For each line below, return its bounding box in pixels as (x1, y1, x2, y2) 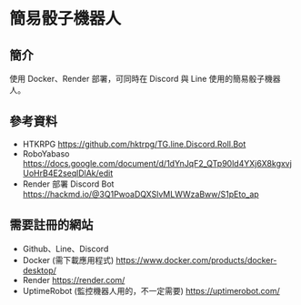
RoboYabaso (22, 147, 70, 159)
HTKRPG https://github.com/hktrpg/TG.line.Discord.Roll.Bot (22, 138, 246, 149)
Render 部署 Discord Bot (22, 178, 115, 189)
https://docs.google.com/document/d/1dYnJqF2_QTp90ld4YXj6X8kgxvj (22, 158, 293, 168)
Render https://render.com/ (22, 274, 125, 285)
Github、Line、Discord (22, 243, 109, 254)
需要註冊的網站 (9, 218, 94, 233)
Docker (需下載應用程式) (22, 254, 115, 265)
